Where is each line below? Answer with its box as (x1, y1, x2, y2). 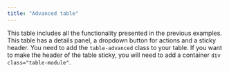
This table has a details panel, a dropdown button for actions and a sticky (7, 36, 217, 45)
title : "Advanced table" (7, 10, 79, 17)
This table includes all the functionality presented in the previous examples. (7, 29, 223, 37)
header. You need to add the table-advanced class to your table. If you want (7, 43, 223, 51)
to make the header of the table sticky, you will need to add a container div (7, 51, 221, 59)
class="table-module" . (7, 58, 71, 66)
